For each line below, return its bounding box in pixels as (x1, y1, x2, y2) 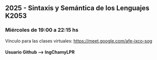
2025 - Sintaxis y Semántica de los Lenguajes (5, 4, 150, 12)
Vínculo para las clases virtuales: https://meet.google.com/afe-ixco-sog (5, 38, 153, 44)
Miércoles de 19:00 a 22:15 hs (5, 27, 78, 34)
